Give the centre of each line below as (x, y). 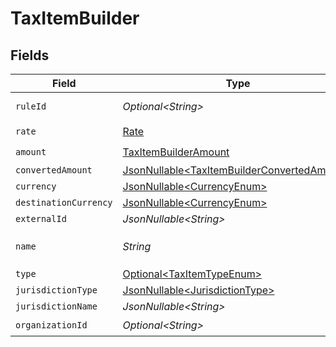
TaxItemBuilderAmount (176, 152)
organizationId (51, 325)
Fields (30, 55)
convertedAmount (54, 170)
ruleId (31, 106)
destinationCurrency (64, 202)
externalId (41, 218)
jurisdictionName (56, 306)
